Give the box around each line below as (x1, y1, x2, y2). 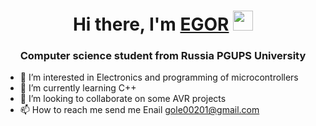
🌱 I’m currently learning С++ (19, 82, 137, 94)
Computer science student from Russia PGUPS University (19, 49, 307, 63)
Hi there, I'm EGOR (72, 13, 230, 36)
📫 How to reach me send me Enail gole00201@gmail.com (19, 104, 260, 116)
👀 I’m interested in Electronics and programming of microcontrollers (19, 71, 299, 84)
